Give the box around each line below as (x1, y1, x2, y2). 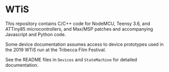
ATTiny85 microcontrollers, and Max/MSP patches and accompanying (5, 26, 154, 32)
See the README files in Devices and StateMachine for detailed (5, 56, 137, 62)
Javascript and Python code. (5, 31, 66, 37)
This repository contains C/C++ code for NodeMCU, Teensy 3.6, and (5, 20, 150, 27)
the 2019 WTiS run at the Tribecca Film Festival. (5, 46, 107, 53)
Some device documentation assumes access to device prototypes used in (5, 41, 164, 47)
